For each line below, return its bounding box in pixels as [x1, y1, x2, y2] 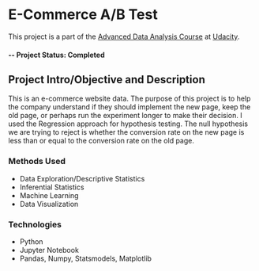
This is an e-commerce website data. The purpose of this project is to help [8, 94, 251, 104]
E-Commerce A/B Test [8, 6, 158, 24]
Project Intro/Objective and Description [8, 73, 205, 86]
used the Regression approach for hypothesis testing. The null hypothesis [8, 119, 249, 128]
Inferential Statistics [19, 182, 84, 192]
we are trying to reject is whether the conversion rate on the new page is [8, 128, 245, 137]
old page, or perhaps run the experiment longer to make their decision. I [8, 111, 242, 120]
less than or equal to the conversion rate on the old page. [8, 136, 195, 146]
